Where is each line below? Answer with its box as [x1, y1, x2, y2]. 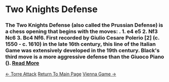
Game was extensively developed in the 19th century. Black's [5, 47, 160, 54]
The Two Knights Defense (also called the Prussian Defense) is [5, 22, 163, 29]
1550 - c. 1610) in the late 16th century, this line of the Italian [5, 40, 156, 48]
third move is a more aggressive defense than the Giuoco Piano [5, 53, 164, 60]
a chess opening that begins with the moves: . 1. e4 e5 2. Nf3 [5, 28, 158, 35]
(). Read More [5, 60, 40, 67]
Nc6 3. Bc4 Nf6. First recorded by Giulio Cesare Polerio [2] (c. [5, 34, 160, 42]
